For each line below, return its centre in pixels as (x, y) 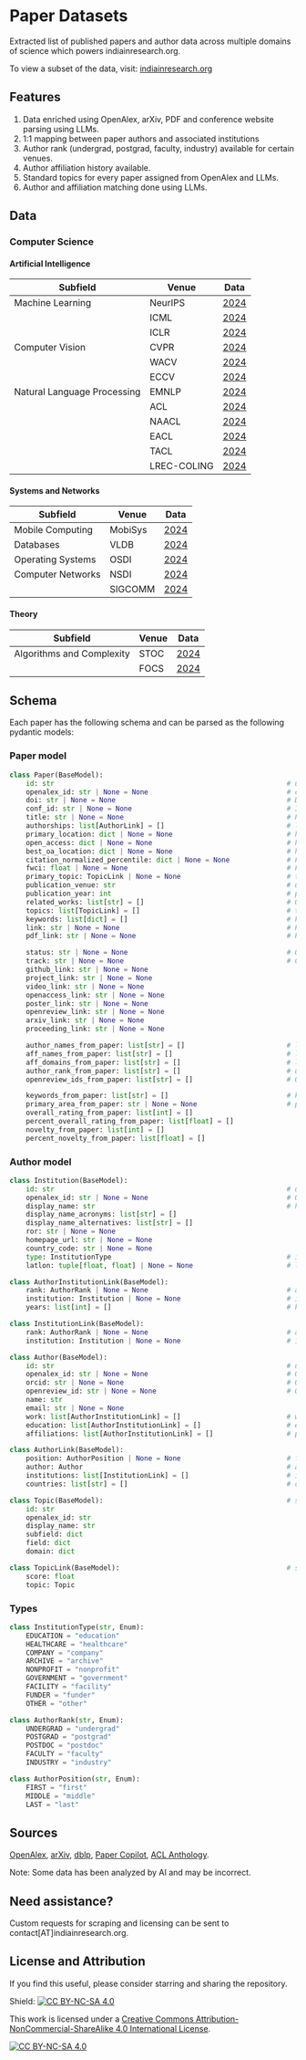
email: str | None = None (75, 1408)
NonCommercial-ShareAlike (61, 2028)
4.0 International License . (163, 2028)
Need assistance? (61, 1901)
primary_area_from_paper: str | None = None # (158, 1104)
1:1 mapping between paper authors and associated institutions (141, 139)
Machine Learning (53, 303)
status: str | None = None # (158, 953)
